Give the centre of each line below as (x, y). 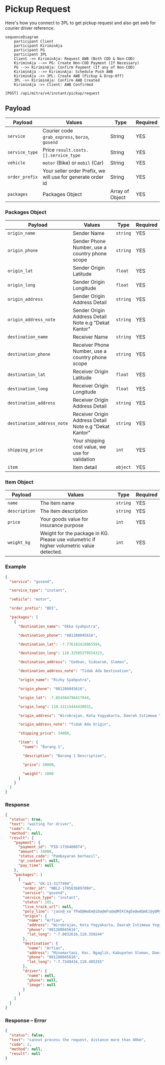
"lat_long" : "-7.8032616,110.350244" (66, 935)
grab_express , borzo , (66, 137)
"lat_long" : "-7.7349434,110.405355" (66, 962)
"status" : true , (26, 819)
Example (16, 567)
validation (84, 459)
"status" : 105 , (38, 902)
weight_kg (19, 543)
